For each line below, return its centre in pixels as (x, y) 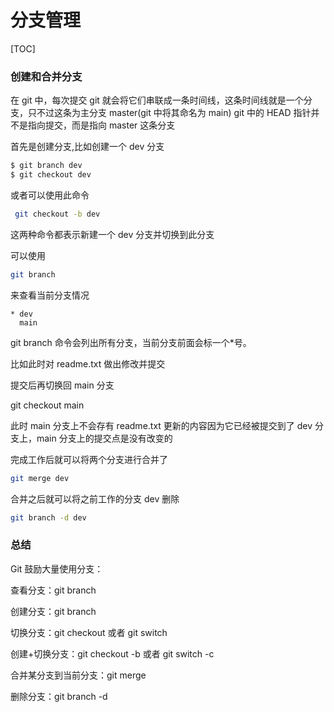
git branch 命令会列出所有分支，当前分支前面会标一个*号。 (131, 342)
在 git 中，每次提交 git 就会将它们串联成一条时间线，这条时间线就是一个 (157, 100)
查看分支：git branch (53, 590)
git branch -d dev (48, 517)
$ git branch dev (46, 166)
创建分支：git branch (53, 611)
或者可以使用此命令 (50, 195)
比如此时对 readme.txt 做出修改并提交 (88, 363)
